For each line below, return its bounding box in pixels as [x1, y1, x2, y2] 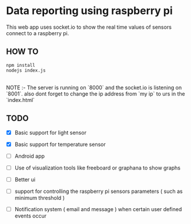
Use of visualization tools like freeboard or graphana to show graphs [14, 164, 181, 171]
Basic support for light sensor [14, 129, 87, 136]
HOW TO [6, 47, 39, 57]
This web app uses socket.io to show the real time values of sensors [6, 23, 172, 30]
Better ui [14, 176, 36, 183]
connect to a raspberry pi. [6, 29, 69, 36]
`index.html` [6, 96, 35, 103]
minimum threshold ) [14, 194, 65, 201]
